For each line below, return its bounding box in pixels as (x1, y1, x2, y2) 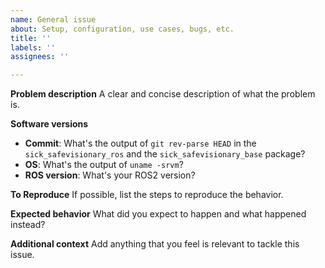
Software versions (10, 118, 89, 130)
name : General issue (10, 14, 97, 25)
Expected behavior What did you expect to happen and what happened (10, 208, 307, 220)
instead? (10, 219, 46, 231)
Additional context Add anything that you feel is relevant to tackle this (10, 238, 300, 250)
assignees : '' (10, 52, 70, 62)
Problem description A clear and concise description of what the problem (10, 88, 316, 100)
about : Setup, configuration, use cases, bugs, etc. (10, 24, 235, 34)
